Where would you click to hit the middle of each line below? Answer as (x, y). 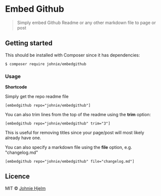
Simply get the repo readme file (37, 97)
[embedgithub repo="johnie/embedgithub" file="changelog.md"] (70, 162)
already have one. (23, 138)
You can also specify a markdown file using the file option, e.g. (69, 147)
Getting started (29, 43)
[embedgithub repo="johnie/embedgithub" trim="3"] (58, 123)
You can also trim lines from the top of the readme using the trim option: (78, 115)
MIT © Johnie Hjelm (25, 188)
